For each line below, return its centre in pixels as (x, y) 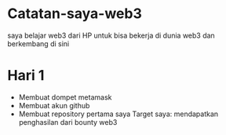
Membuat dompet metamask (65, 97)
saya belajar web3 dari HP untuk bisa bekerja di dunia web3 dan (111, 35)
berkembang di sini (38, 43)
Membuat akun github (54, 105)
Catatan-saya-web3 (75, 14)
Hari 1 (26, 76)
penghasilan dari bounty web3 (68, 122)
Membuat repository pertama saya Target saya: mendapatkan (118, 114)
